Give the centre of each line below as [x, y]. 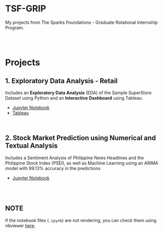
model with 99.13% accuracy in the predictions [53, 168]
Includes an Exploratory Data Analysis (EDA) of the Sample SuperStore [79, 93]
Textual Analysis [31, 146]
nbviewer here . [20, 226]
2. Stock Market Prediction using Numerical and [81, 138]
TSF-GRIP [26, 9]
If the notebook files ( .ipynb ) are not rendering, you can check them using [81, 220]
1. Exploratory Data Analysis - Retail [61, 81]
